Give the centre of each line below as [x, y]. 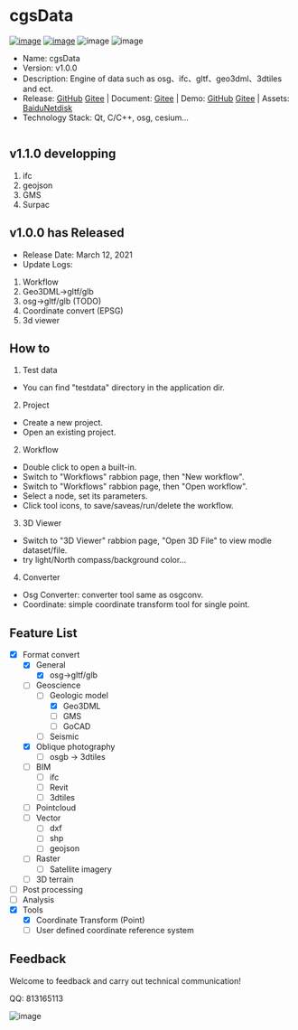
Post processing [53, 889]
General [51, 665]
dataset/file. [45, 550]
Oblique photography [75, 746]
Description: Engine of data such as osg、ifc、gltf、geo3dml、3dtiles [152, 79]
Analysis [38, 899]
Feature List [43, 633]
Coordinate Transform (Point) [90, 920]
